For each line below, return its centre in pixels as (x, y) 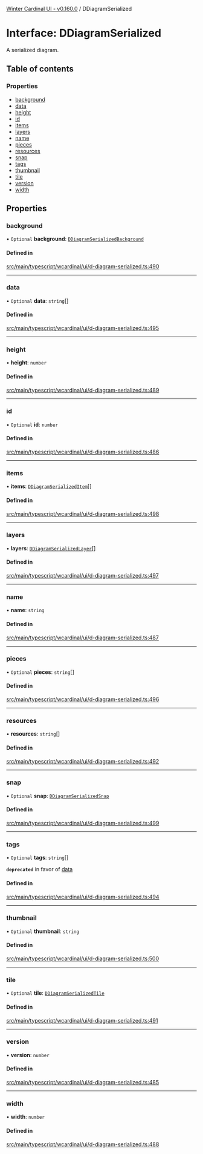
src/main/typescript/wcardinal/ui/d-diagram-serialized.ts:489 (83, 390)
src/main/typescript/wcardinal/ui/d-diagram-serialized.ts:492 (83, 761)
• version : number (28, 1055)
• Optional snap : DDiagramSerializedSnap (58, 796)
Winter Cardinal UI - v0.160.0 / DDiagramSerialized (69, 9)
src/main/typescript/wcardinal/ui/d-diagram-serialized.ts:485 (83, 1083)
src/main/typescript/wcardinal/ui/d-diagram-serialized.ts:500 (83, 958)
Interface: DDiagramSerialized (84, 33)
